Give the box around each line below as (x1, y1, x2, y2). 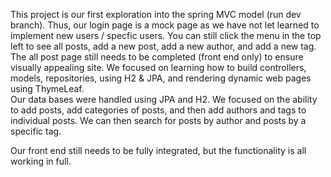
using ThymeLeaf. (10, 83, 85, 94)
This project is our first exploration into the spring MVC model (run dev (10, 9, 302, 20)
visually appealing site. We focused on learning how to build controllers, (10, 62, 307, 73)
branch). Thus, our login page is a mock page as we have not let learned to (10, 19, 320, 31)
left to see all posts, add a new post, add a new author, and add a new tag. (10, 40, 317, 52)
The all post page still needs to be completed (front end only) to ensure (10, 51, 304, 63)
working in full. (10, 155, 72, 167)
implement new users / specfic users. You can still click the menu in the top (10, 30, 322, 41)
